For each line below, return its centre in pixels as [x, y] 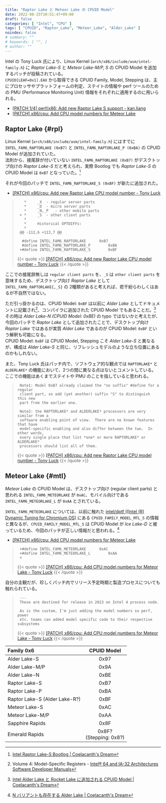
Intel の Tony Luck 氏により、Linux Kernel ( [49, 61]
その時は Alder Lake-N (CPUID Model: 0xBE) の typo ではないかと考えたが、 [83, 316]
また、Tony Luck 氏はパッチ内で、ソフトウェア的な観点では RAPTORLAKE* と [82, 364]
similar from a [33, 416]
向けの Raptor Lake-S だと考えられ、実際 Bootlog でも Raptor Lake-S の [83, 166]
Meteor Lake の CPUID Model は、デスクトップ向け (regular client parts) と [82, 488]
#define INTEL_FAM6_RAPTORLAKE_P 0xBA [69, 245]
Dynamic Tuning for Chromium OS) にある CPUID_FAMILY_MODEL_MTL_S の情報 [82, 518]
